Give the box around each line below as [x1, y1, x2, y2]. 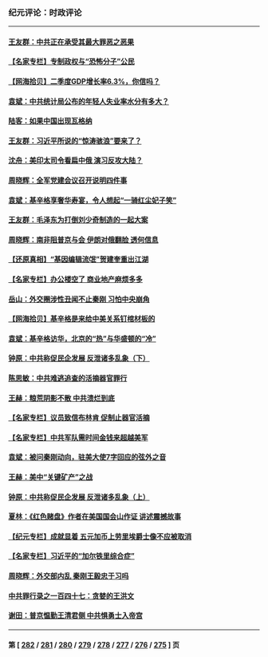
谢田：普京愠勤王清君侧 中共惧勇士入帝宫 [8, 611, 144, 620]
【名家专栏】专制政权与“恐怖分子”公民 [8, 57, 136, 66]
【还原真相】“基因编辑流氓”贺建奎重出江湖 [8, 254, 149, 265]
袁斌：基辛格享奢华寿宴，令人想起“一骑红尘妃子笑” [8, 195, 177, 205]
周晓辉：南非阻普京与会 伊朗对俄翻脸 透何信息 [8, 234, 159, 245]
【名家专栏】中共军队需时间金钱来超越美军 [8, 432, 148, 442]
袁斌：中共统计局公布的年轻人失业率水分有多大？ [8, 96, 169, 106]
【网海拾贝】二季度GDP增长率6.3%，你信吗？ [8, 77, 160, 86]
